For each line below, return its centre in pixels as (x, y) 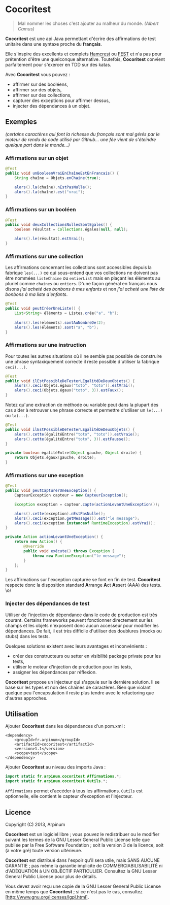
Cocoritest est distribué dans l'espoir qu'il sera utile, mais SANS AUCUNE (82, 860)
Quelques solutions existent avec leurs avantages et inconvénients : (76, 646)
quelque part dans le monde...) (38, 145)
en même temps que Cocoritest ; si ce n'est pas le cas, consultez (74, 892)
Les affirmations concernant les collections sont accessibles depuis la (79, 267)
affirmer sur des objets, (37, 89)
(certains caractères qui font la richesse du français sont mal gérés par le (82, 134)
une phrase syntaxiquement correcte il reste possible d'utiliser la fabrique (82, 361)
